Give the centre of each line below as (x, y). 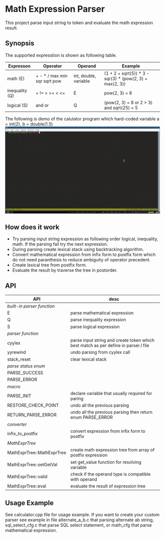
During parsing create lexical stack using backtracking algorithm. (78, 250)
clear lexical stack (89, 359)
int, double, (85, 76)
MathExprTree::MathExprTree (37, 453)
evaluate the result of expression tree (108, 486)
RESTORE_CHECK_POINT (33, 405)
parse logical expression (95, 326)
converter (17, 424)
